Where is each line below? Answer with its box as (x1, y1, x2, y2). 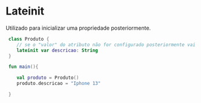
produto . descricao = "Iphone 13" (16, 81, 101, 87)
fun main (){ (8, 64, 39, 70)
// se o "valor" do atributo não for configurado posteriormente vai (16, 41, 196, 48)
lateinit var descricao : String (16, 47, 98, 53)
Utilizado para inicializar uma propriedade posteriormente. (5, 24, 151, 32)
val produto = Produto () (16, 75, 79, 81)
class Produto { (8, 36, 50, 42)
